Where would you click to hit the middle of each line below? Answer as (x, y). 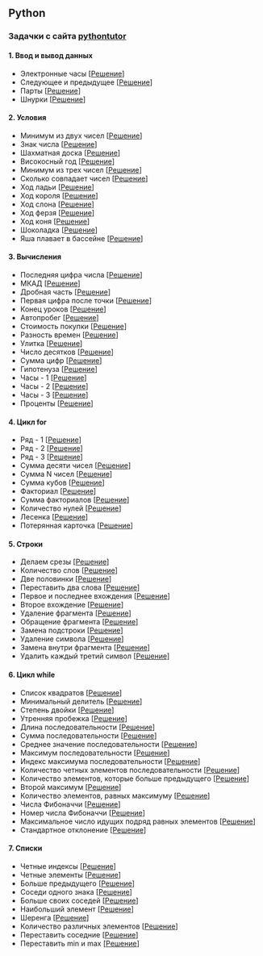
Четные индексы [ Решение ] (68, 866)
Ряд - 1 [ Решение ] (51, 440)
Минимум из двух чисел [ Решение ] (81, 136)
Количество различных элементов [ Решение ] (99, 926)
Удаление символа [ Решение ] (72, 639)
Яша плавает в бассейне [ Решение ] (81, 238)
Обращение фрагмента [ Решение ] (79, 622)
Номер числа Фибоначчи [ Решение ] (82, 812)
